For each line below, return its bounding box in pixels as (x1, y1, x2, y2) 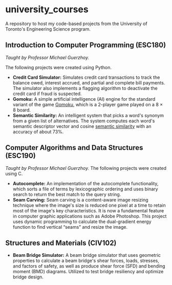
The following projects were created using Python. (5, 64, 112, 70)
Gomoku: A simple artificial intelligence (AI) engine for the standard (12, 96, 156, 102)
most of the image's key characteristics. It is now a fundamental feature (12, 207, 164, 213)
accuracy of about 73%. (12, 128, 64, 135)
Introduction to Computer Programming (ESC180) (5, 41, 166, 50)
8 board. (12, 106, 31, 113)
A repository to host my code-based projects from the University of (5, 20, 147, 27)
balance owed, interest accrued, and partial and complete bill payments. (12, 79, 165, 85)
